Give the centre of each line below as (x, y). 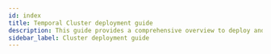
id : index (25, 15)
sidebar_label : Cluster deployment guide (79, 38)
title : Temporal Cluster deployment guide (81, 23)
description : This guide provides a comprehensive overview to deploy (129, 30)
